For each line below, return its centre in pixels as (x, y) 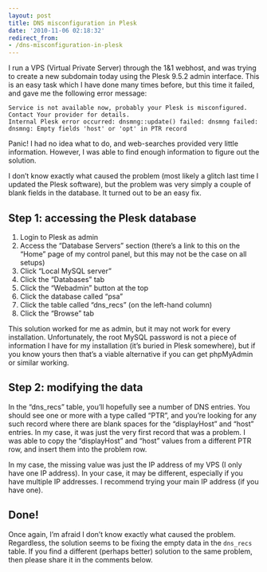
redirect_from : (33, 38)
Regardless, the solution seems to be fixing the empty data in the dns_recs (130, 543)
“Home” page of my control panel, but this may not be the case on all (133, 254)
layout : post (30, 16)
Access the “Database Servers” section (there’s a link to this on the (130, 245)
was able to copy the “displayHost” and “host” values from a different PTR (130, 441)
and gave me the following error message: (78, 93)
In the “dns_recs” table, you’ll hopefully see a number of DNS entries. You (130, 406)
